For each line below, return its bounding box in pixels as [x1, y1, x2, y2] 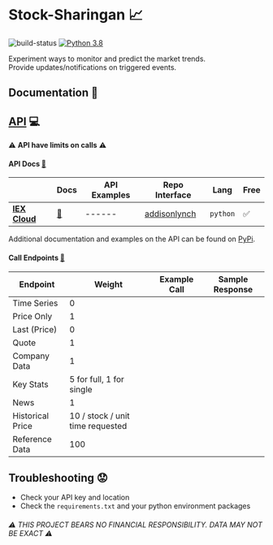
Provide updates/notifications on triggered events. [8, 62, 177, 72]
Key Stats [12, 378, 49, 390]
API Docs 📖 [8, 158, 47, 168]
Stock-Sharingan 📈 [8, 6, 144, 24]
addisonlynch [145, 208, 197, 219]
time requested [69, 420, 128, 431]
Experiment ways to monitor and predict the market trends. [8, 54, 206, 63]
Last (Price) [12, 323, 58, 335]
